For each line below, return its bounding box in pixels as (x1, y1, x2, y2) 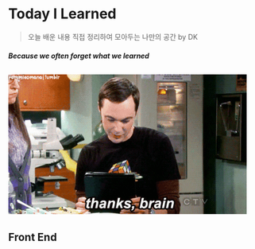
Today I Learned (8, 5, 117, 23)
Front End (8, 231, 57, 244)
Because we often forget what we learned (8, 51, 149, 60)
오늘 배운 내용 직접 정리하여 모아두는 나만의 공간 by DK (27, 32, 199, 41)
